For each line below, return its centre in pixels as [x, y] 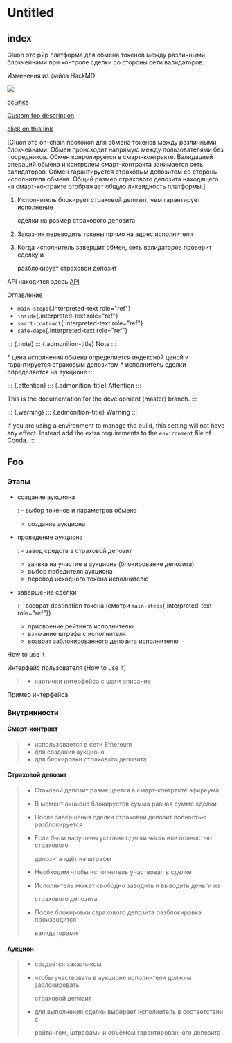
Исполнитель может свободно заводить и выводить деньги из [127, 886]
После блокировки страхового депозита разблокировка [118, 912]
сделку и [30, 255]
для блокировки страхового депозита [90, 759]
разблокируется [59, 824]
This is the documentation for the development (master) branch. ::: [102, 399]
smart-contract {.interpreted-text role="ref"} [80, 323]
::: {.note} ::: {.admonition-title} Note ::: [62, 344]
